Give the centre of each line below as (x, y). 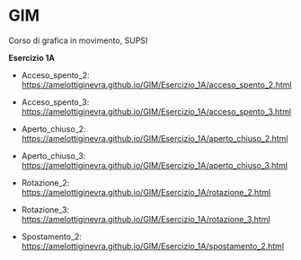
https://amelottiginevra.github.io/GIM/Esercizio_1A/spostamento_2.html (153, 246)
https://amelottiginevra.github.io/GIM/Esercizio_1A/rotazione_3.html (146, 219)
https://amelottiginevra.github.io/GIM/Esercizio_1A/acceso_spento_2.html (156, 84)
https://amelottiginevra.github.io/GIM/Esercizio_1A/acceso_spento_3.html (156, 111)
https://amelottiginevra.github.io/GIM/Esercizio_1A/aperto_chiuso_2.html (155, 138)
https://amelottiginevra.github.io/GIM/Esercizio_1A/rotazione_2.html (146, 192)
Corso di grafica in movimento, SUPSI (78, 40)
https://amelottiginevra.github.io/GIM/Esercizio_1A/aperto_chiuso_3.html (155, 165)
